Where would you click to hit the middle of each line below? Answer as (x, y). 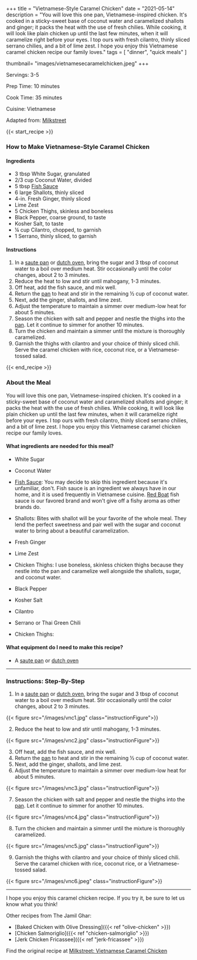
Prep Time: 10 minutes (33, 86)
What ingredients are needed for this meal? (60, 446)
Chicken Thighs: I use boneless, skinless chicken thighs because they (99, 565)
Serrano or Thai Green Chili (47, 623)
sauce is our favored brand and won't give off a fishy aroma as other (97, 500)
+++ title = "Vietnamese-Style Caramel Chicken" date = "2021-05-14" (90, 9)
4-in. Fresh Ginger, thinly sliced (52, 199)
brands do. (28, 507)
